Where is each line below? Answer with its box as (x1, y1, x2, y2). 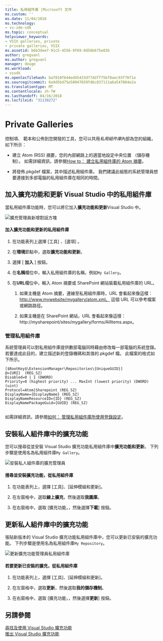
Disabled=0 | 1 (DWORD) (5, 375, 54, 380)
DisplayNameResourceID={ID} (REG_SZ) (5, 396, 82, 401)
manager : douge (5, 62, 36, 66)
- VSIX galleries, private (5, 39, 60, 44)
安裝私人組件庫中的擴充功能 (5, 430, 89, 438)
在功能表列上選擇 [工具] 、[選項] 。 (12, 239, 82, 245)
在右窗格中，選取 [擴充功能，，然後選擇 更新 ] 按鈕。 (12, 595, 114, 601)
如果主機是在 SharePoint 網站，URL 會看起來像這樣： (19, 313, 126, 319)
